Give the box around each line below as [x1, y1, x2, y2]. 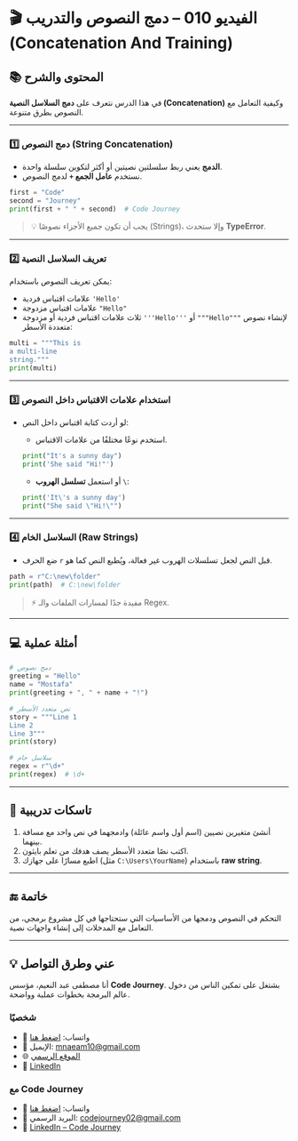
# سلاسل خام [9, 753, 51, 762]
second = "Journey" [9, 197, 82, 205]
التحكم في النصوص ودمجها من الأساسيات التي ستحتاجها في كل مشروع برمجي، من [9, 912, 282, 923]
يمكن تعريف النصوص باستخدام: [9, 276, 113, 286]
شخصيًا [9, 1011, 37, 1024]
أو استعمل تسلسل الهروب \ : [35, 476, 130, 486]
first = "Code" [9, 189, 66, 197]
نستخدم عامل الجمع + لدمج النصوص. [21, 171, 143, 181]
